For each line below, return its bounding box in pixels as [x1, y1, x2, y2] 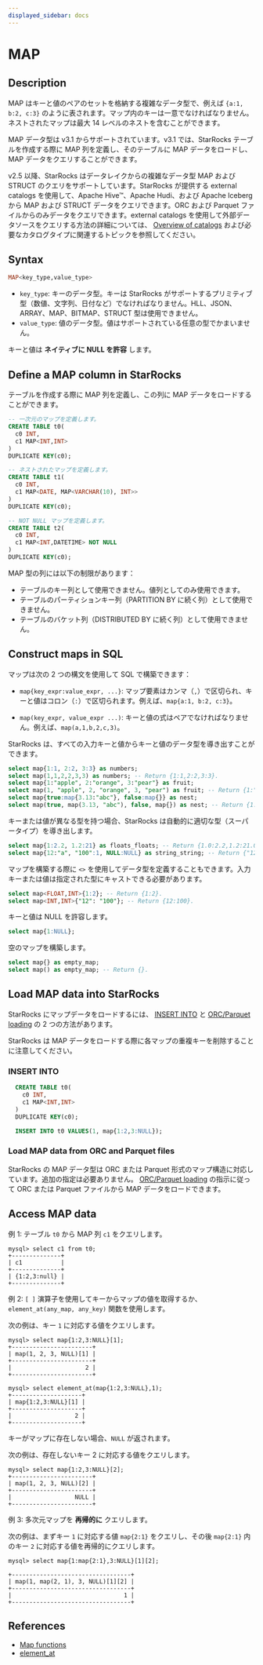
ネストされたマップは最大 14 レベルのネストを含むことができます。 [8, 118, 225, 127]
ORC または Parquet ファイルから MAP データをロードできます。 [16, 1184, 225, 1193]
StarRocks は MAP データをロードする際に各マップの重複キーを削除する [8, 1035, 241, 1045]
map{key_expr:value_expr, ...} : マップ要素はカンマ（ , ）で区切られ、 [19, 686, 246, 696]
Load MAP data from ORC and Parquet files [8, 1145, 175, 1156]
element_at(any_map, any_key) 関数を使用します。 [8, 1304, 170, 1313]
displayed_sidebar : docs [8, 11, 89, 20]
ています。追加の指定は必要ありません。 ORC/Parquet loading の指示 [8, 1174, 231, 1184]
